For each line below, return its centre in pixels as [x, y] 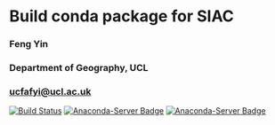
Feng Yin [29, 44]
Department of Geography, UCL [79, 68]
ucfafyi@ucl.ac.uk [50, 91]
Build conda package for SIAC [121, 16]
